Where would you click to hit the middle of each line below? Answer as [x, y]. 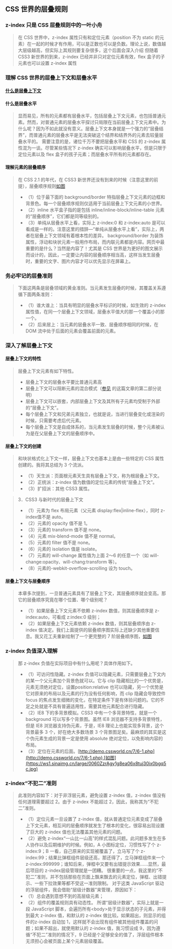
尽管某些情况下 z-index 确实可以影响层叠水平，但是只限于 [106, 148]
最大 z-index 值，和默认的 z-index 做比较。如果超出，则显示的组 [98, 916]
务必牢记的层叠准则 [29, 275]
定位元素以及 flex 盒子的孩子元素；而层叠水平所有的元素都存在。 [86, 154]
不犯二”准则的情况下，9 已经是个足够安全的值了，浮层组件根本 [98, 935]
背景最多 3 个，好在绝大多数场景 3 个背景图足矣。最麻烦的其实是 [94, 732]
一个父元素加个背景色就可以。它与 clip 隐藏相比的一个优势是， [100, 680]
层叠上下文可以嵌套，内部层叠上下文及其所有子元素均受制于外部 [93, 401]
